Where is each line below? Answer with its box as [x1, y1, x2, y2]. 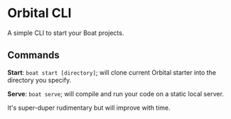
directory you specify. [7, 76, 72, 84]
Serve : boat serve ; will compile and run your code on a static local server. [7, 89, 224, 98]
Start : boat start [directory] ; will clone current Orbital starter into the [7, 68, 217, 76]
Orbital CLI [7, 5, 72, 21]
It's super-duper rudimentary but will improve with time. [7, 103, 171, 112]
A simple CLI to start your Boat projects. [7, 29, 124, 37]
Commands [7, 49, 60, 61]
